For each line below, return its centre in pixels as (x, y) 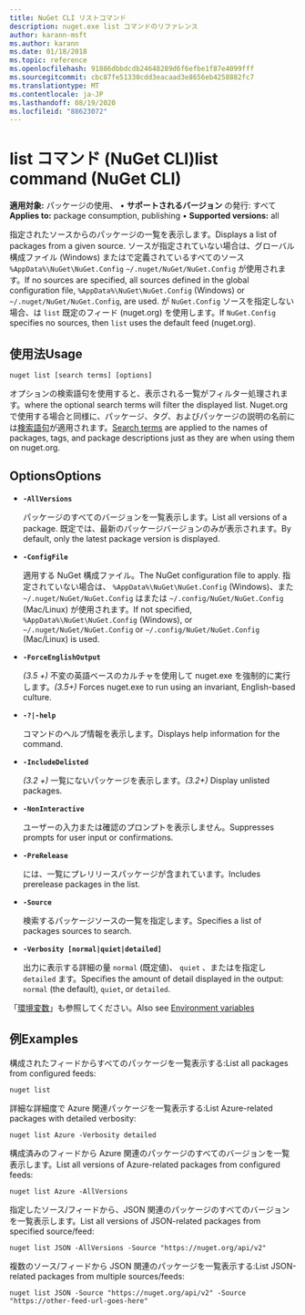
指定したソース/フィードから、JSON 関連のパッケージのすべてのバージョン (150, 1209)
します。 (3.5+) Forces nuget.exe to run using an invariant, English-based (159, 687)
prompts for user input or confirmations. (98, 837)
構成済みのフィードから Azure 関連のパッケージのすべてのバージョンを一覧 (150, 1153)
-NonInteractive (53, 809)
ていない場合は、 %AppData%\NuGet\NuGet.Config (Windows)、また (170, 586)
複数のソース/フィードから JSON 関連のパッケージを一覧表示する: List (139, 1266)
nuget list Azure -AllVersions (69, 1191)
